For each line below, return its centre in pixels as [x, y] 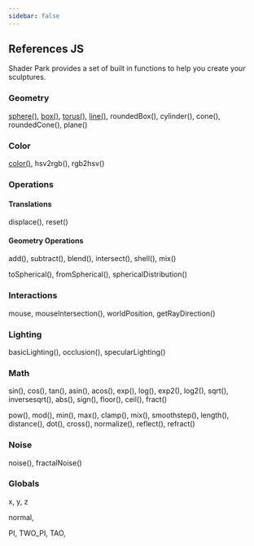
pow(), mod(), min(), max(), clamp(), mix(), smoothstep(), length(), [119, 415]
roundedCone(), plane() [48, 124]
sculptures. [27, 77]
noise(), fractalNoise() [46, 463]
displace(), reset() [39, 222]
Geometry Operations [46, 240]
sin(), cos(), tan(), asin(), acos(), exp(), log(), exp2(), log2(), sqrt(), [119, 391]
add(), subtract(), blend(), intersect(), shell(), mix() [92, 259]
